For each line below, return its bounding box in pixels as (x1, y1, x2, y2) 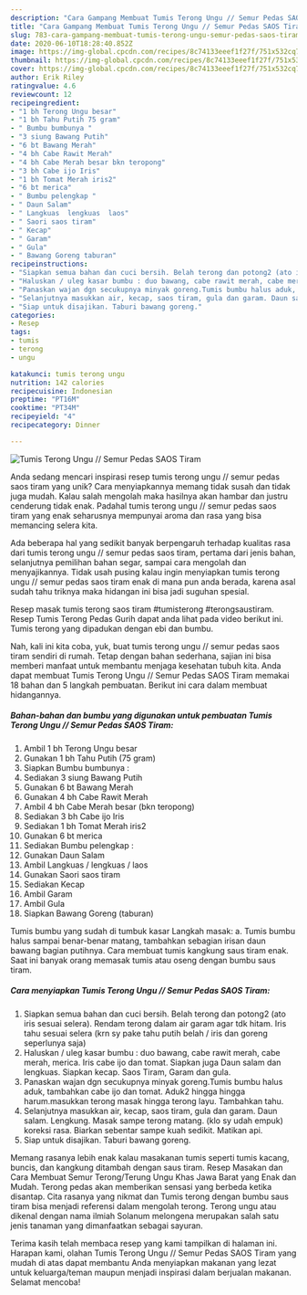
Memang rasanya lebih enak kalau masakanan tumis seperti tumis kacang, (10, 1152, 290, 1163)
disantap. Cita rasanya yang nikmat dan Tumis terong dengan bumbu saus (10, 1191, 290, 1202)
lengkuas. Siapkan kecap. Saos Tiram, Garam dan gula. (23, 1066, 231, 1078)
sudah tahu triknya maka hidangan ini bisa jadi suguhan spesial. (10, 585, 250, 596)
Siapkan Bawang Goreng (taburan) (23, 908, 154, 919)
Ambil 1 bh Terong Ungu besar (23, 742, 138, 753)
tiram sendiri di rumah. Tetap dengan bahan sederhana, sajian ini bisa (10, 650, 271, 661)
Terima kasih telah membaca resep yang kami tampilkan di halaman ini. (10, 1237, 278, 1248)
